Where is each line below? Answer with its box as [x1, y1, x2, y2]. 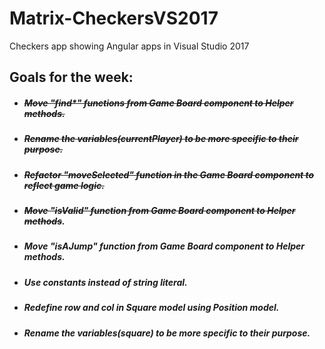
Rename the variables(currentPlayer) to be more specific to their [23, 133, 299, 145]
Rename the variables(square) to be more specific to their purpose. [23, 327, 311, 339]
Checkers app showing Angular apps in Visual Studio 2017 [9, 40, 250, 52]
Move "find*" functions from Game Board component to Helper [23, 97, 294, 109]
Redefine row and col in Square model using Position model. [23, 302, 280, 314]
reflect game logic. [23, 179, 105, 191]
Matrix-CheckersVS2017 [9, 7, 219, 30]
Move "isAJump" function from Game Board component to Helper [23, 240, 305, 252]
